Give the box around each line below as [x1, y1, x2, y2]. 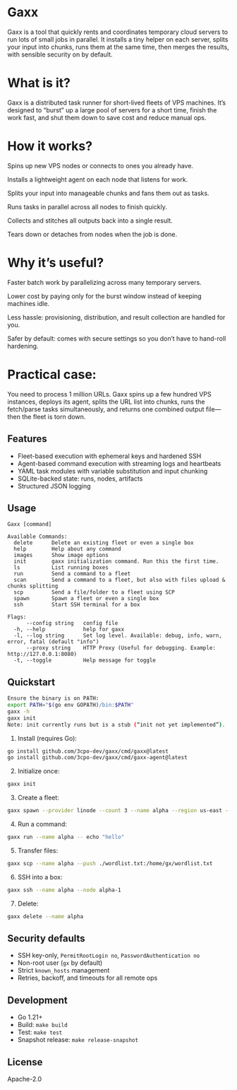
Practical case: [7, 366, 97, 382]
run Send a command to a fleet [13, 570, 131, 578]
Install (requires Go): [17, 734, 78, 742]
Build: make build [17, 1021, 68, 1029]
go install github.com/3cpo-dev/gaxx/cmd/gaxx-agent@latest [7, 754, 188, 761]
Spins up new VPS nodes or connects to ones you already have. [7, 161, 194, 170]
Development [7, 994, 68, 1006]
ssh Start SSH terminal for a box [13, 602, 140, 609]
